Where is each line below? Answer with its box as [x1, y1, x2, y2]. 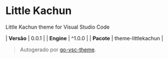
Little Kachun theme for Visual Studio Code [5, 23, 110, 30]
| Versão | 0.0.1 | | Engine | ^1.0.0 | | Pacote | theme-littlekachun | [5, 34, 164, 41]
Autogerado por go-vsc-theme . [19, 46, 96, 53]
